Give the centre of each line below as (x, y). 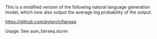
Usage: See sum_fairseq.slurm (37, 31)
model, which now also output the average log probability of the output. (79, 12)
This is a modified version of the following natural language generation (78, 7)
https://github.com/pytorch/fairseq (41, 22)
